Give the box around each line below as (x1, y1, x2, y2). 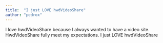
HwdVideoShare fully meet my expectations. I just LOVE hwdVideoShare (5, 32, 158, 38)
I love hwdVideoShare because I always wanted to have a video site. (5, 26, 150, 32)
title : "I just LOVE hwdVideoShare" (5, 7, 86, 13)
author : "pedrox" (5, 12, 43, 17)
